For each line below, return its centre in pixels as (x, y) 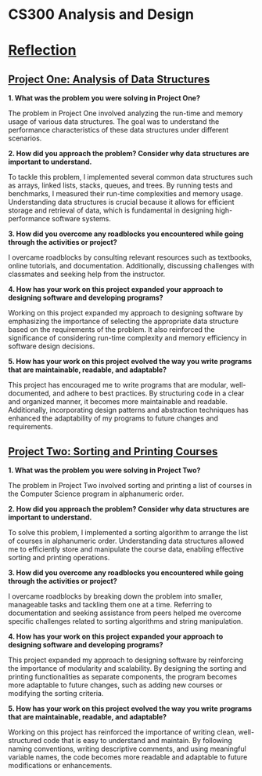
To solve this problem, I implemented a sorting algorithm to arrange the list (128, 532)
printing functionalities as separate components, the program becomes (122, 677)
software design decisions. (52, 346)
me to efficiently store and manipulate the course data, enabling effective (126, 549)
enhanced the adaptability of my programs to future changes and (113, 418)
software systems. (82, 219)
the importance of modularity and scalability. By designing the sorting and (127, 668)
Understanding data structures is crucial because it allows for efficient (121, 202)
